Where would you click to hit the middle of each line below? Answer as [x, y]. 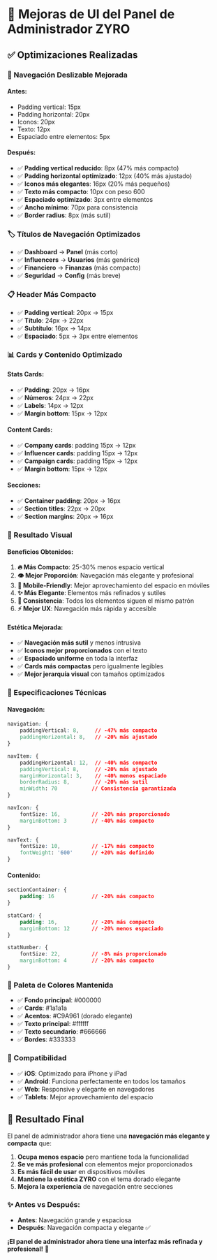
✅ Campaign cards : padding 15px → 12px [77, 461]
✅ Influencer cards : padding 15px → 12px [77, 453]
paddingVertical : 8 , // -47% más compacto [89, 731]
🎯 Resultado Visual [40, 535]
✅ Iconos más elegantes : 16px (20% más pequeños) [93, 184]
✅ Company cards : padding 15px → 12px [76, 445]
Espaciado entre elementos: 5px [63, 136]
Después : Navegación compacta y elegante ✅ [84, 1227]
